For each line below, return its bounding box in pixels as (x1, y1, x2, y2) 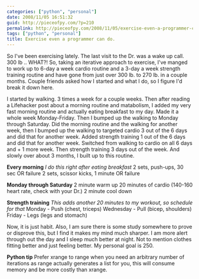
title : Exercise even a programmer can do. (6, 36, 116, 42)
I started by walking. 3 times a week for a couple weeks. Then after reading (6, 95, 190, 102)
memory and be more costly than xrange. (6, 266, 107, 273)
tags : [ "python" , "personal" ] (6, 31, 81, 37)
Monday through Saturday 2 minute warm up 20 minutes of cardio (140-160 (6, 181, 193, 188)
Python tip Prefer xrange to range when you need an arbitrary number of (6, 254, 185, 261)
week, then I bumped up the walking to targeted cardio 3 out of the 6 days (6, 127, 188, 134)
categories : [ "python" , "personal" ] (6, 8, 97, 15)
